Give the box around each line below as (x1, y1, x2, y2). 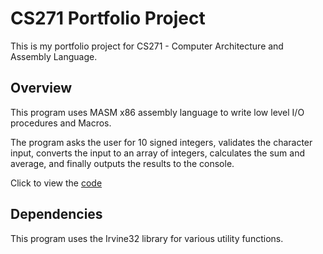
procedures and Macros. (10, 117, 112, 129)
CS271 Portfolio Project (10, 7, 206, 30)
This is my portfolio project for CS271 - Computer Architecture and (10, 40, 284, 52)
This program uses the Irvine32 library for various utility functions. (10, 232, 284, 244)
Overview (10, 80, 73, 97)
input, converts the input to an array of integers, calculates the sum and (10, 147, 305, 159)
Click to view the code (10, 177, 103, 189)
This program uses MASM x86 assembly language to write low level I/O (10, 106, 305, 118)
